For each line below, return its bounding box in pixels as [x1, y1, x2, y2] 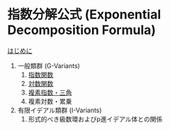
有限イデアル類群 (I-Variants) [17, 106, 102, 114]
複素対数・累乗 [28, 97, 72, 105]
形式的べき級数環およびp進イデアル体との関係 [28, 114, 163, 123]
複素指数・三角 [28, 88, 72, 97]
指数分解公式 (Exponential [7, 6, 161, 23]
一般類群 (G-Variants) [17, 61, 80, 70]
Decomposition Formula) [7, 22, 157, 38]
